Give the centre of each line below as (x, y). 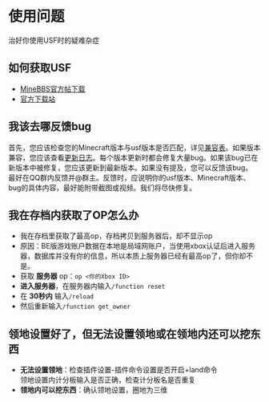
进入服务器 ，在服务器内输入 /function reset (92, 286)
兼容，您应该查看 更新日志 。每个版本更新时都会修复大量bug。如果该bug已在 (133, 157)
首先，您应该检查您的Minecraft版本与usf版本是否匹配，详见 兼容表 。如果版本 (134, 147)
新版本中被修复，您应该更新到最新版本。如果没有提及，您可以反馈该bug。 (130, 167)
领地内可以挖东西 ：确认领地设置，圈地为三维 (94, 390)
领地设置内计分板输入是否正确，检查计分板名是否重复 (108, 380)
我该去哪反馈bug (50, 126)
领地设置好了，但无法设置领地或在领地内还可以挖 (129, 334)
